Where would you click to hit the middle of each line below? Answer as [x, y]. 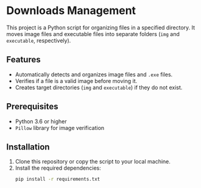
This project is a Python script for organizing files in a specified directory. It [101, 27]
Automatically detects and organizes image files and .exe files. [94, 74]
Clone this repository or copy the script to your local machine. [93, 162]
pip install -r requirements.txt [58, 179]
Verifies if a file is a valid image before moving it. [76, 81]
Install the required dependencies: [58, 168]
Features [23, 60]
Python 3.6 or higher [41, 121]
